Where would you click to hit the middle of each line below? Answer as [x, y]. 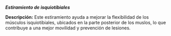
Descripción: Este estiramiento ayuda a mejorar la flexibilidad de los [77, 17]
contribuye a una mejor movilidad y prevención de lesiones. [68, 28]
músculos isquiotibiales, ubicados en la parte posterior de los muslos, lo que [86, 23]
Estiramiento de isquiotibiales [38, 7]
